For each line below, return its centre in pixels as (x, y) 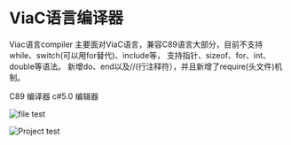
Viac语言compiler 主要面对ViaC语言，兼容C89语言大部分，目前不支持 (136, 44)
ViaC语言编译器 (67, 18)
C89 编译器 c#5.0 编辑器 (54, 96)
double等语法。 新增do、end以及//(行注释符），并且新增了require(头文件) (142, 66)
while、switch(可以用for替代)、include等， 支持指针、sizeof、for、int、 (140, 55)
